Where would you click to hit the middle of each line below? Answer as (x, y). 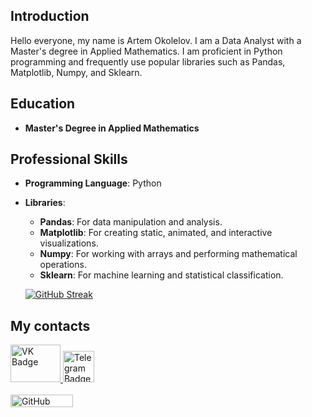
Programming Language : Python (93, 183)
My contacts (50, 325)
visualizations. (69, 243)
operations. (63, 265)
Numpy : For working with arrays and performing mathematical (168, 254)
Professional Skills (69, 159)
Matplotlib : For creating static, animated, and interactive (156, 233)
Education (43, 104)
